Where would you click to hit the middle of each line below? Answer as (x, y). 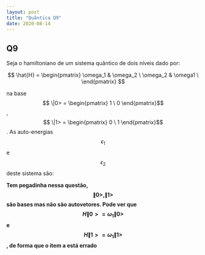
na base (17, 93)
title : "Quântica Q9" (34, 18)
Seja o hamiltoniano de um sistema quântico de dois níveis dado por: (93, 63)
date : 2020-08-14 (29, 23)
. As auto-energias (30, 132)
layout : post (23, 12)
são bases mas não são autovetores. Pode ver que (72, 204)
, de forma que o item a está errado (52, 246)
